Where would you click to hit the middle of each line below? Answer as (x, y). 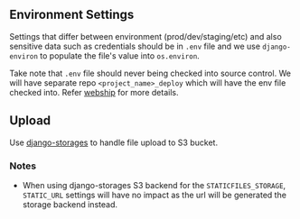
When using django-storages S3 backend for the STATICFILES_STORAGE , (154, 185)
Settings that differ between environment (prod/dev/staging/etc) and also (145, 36)
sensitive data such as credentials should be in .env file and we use (135, 46)
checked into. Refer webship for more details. (94, 92)
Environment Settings (72, 15)
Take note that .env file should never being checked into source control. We (150, 73)
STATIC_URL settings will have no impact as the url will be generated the (155, 195)
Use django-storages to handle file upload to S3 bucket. (114, 142)
